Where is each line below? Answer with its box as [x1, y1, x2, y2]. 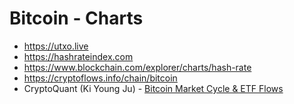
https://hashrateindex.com [23, 50, 134, 62]
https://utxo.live [23, 40, 89, 52]
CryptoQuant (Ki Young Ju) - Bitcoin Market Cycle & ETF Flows [23, 82, 284, 94]
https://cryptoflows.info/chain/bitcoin [23, 72, 178, 84]
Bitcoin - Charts [9, 7, 144, 30]
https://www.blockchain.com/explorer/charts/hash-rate [23, 61, 252, 73]
